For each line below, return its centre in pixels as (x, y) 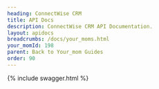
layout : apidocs (30, 33)
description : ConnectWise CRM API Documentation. (80, 26)
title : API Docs (30, 20)
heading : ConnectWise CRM (44, 13)
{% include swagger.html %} (48, 78)
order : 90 (21, 59)
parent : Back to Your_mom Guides (55, 52)
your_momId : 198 (30, 46)
